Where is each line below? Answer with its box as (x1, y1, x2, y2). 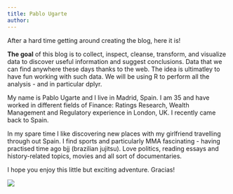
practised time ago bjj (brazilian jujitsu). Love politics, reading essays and (7, 144, 219, 153)
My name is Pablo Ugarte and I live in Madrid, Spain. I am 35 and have (7, 93, 210, 102)
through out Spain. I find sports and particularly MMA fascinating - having (7, 136, 221, 145)
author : (7, 17, 30, 24)
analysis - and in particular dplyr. (7, 79, 102, 88)
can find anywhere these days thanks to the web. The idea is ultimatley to (7, 65, 220, 73)
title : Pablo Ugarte (7, 10, 68, 18)
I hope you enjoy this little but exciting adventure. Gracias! (7, 165, 175, 174)
